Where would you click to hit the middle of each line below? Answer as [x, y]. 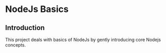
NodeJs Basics [37, 9]
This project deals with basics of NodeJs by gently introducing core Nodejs [83, 39]
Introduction [25, 28]
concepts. [16, 45]
